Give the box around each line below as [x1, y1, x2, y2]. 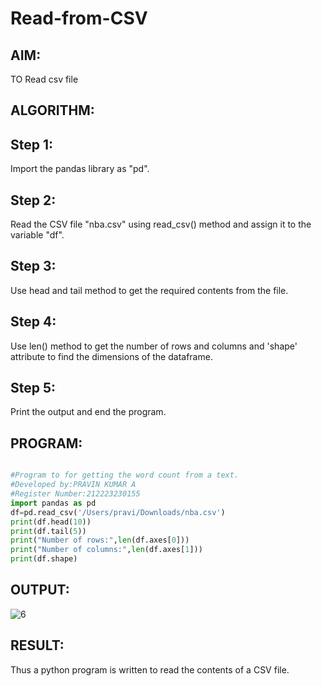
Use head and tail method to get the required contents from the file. [10, 284, 289, 296]
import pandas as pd [10, 498, 97, 508]
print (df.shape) [10, 554, 78, 564]
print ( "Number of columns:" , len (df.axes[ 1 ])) [10, 545, 203, 555]
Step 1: [10, 136, 54, 153]
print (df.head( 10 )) [10, 517, 92, 527]
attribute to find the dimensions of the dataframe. [10, 350, 213, 362]
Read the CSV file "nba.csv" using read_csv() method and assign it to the [10, 218, 312, 231]
